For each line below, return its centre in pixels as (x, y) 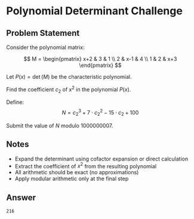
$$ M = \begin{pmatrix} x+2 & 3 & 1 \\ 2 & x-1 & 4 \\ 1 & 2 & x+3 (100, 59)
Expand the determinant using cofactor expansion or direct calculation (101, 159)
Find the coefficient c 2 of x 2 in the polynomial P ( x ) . (69, 90)
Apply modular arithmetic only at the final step (72, 179)
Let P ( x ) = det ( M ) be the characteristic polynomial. (69, 77)
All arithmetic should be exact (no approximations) (77, 172)
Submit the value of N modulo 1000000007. (60, 125)
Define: (15, 102)
